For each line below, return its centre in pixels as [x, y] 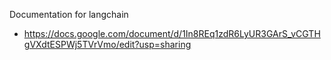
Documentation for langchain [69, 14]
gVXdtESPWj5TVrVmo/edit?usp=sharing [107, 44]
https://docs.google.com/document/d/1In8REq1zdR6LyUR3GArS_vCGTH [172, 33]
